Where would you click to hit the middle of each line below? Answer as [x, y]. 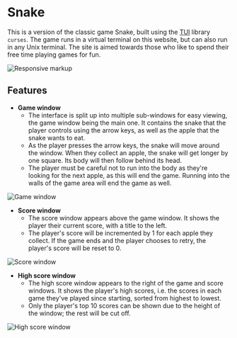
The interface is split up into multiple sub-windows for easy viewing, [128, 115]
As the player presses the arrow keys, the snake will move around [124, 145]
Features [27, 90]
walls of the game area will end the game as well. [100, 183]
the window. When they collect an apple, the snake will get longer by [128, 152]
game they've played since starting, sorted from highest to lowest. [125, 298]
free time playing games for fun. [54, 55]
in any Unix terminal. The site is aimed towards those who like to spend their [118, 47]
